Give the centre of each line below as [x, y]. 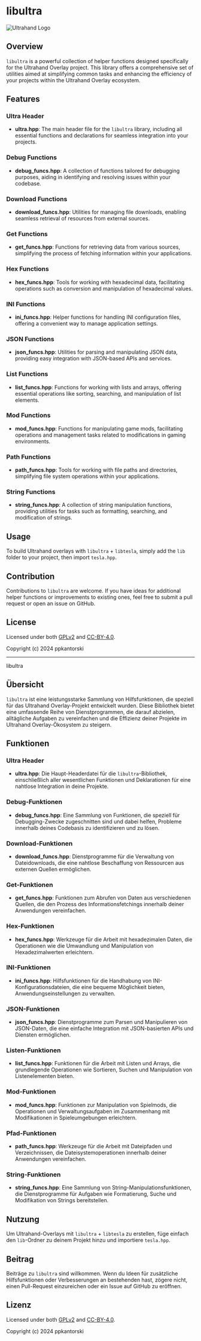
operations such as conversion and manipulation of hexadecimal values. [104, 288]
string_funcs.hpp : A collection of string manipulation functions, [93, 505]
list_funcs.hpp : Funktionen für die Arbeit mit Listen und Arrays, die [98, 1064]
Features [23, 99]
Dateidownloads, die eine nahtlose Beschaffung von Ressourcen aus [99, 862]
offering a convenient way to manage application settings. [86, 323]
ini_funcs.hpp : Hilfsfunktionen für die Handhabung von [83, 981]
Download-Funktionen [39, 843]
